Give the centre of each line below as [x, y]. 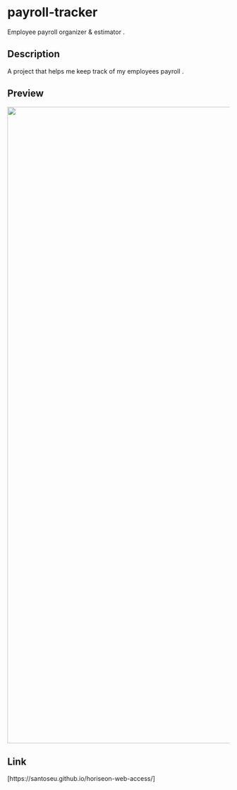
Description [34, 54]
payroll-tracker [53, 12]
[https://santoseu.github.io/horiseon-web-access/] [81, 779]
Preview [26, 94]
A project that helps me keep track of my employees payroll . [96, 71]
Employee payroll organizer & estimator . [66, 32]
